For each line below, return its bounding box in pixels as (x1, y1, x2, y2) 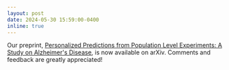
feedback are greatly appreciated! (7, 56, 103, 64)
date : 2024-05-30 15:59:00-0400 (7, 16, 99, 23)
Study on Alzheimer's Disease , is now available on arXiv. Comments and (7, 48, 211, 56)
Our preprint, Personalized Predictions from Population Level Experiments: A (7, 41, 222, 50)
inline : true (7, 22, 44, 29)
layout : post (7, 10, 44, 17)
